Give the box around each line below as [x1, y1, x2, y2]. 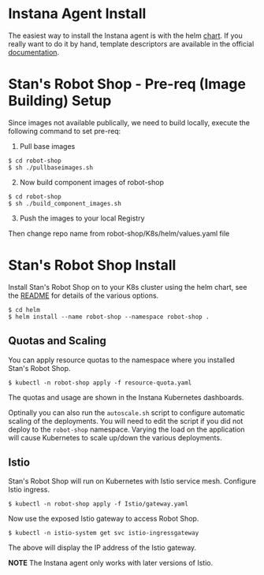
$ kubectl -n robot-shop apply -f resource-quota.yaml [8, 379, 192, 387]
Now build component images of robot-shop [19, 177, 164, 187]
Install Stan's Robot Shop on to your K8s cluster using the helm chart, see [8, 282, 247, 291]
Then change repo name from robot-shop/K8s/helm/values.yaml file [8, 228, 230, 238]
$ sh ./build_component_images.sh [8, 199, 122, 207]
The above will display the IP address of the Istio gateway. [8, 543, 197, 552]
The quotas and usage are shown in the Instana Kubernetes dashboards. [8, 392, 244, 402]
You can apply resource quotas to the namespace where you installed [8, 355, 235, 365]
